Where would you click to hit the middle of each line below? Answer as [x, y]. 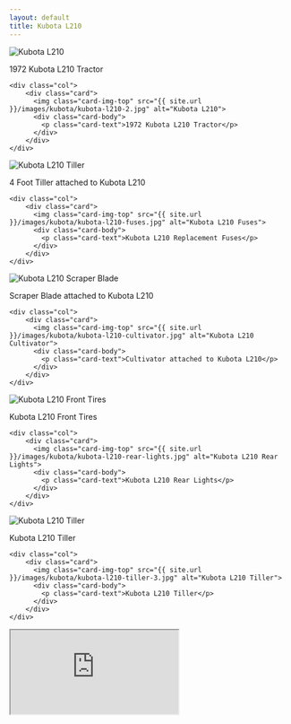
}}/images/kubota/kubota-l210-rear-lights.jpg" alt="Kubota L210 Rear [144, 457]
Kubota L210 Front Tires [53, 416]
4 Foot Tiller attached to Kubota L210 [77, 182]
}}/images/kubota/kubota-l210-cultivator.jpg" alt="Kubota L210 [132, 336]
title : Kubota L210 [46, 26]
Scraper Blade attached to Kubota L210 [81, 295]
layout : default [39, 17]
